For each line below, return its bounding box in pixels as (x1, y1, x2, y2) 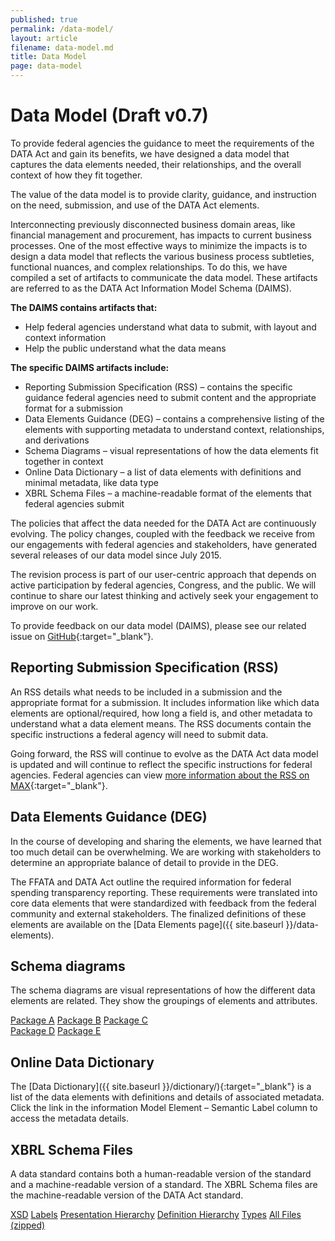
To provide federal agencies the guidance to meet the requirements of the (10, 137, 315, 149)
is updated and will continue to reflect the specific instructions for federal (10, 758, 313, 770)
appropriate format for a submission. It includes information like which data (10, 696, 320, 708)
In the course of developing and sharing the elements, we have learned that (10, 835, 322, 847)
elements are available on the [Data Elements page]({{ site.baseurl (10, 918, 284, 930)
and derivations (24, 434, 90, 446)
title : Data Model (10, 52, 87, 62)
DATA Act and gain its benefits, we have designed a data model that (10, 147, 290, 160)
